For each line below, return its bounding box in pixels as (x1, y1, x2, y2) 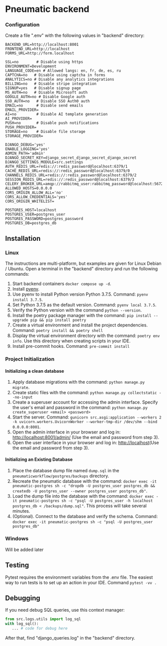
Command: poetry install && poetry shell (12, 327, 103, 333)
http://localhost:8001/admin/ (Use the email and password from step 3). (12, 434, 160, 440)
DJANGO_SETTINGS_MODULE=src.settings (5, 160, 83, 165)
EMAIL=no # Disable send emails (5, 103, 83, 108)
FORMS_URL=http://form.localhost (5, 51, 75, 56)
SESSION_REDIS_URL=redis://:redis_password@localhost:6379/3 (5, 177, 135, 182)
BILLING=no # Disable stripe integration (5, 81, 97, 87)
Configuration (5, 21, 40, 28)
